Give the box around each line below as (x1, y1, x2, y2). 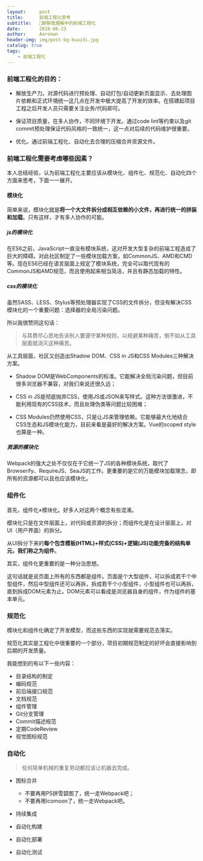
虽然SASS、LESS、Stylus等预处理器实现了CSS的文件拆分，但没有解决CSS (7, 299, 192, 306)
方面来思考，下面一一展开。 (7, 177, 76, 184)
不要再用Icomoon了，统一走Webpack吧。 (24, 797, 128, 805)
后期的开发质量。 (7, 646, 49, 654)
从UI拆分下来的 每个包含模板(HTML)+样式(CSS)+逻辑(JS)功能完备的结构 (7, 539, 186, 546)
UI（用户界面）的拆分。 (7, 526, 66, 534)
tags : (7, 48, 20, 54)
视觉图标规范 (15, 733, 48, 740)
